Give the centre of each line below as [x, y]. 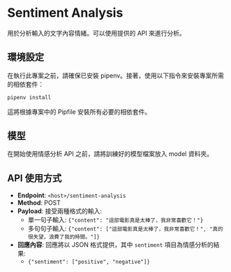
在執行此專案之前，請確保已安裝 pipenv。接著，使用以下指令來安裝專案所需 [116, 76]
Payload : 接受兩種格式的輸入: [60, 211]
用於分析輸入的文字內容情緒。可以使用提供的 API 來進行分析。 [97, 33]
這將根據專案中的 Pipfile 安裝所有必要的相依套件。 [79, 112]
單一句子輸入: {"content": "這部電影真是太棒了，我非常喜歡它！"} [115, 220]
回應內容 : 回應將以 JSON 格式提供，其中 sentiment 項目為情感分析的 [115, 245]
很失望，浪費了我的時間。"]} [64, 237]
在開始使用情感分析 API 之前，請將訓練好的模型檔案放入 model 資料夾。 [110, 154]
